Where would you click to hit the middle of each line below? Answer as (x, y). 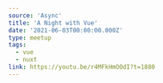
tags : (17, 45)
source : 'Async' (35, 15)
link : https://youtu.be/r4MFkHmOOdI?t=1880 (82, 67)
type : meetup (30, 38)
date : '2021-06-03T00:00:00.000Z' (66, 30)
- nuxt (26, 60)
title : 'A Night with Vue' (53, 23)
